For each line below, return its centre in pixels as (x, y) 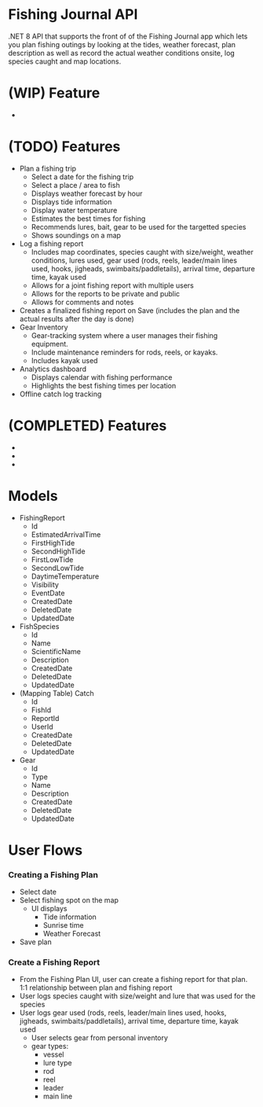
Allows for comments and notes (82, 302)
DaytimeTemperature (65, 576)
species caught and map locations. (65, 61)
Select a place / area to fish (75, 185)
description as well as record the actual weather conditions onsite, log (122, 53)
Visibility (45, 584)
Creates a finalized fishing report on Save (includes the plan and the (130, 310)
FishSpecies (39, 626)
